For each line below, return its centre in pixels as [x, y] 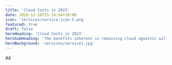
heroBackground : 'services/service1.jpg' [50, 44]
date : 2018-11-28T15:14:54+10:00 [41, 15]
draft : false [19, 29]
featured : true [21, 24]
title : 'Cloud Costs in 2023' [38, 10]
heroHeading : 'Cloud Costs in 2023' [44, 34]
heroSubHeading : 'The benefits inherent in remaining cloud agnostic [81, 39]
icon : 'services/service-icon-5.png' [46, 19]
